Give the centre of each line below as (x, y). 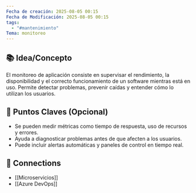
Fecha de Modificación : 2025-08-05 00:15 (58, 17)
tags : (13, 22)
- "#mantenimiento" (35, 28)
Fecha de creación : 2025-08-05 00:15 (52, 11)
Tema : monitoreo (26, 33)
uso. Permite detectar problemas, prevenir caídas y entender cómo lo (90, 87)
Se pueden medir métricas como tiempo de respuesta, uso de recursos (101, 126)
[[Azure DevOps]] (36, 184)
